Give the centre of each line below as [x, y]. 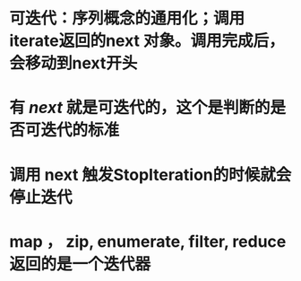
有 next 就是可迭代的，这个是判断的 [140, 108]
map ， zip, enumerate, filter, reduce [148, 241]
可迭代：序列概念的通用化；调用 [127, 18]
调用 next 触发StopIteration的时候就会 [150, 175]
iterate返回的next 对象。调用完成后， [147, 41]
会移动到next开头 [73, 63]
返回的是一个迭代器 [80, 263]
